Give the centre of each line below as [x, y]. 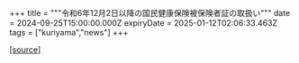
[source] [25, 50]
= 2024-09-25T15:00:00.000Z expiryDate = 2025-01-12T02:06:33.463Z [143, 23]
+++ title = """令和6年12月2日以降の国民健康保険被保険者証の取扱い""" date [150, 13]
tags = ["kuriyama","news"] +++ [69, 32]
